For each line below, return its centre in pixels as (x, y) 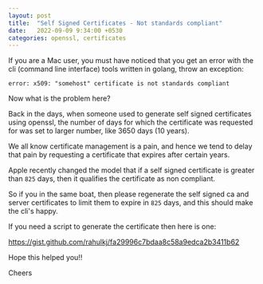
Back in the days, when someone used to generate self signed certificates (130, 114)
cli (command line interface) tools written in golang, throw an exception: (126, 69)
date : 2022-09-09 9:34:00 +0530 (66, 30)
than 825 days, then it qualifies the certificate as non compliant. (112, 179)
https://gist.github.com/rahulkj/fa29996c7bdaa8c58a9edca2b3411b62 (124, 242)
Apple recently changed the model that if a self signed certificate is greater (131, 170)
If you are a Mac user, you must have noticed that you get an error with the (131, 61)
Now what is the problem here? (60, 99)
